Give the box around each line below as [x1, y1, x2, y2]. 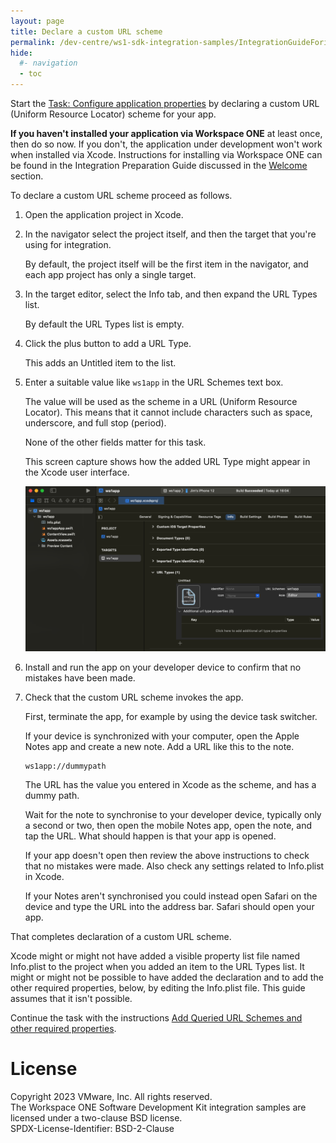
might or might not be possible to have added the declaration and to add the [10, 971, 324, 984]
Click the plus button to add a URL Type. [24, 338, 192, 349]
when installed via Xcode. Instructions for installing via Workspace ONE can [10, 149, 323, 160]
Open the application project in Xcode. [24, 209, 184, 220]
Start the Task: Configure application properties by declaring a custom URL [10, 98, 320, 109]
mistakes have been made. [24, 672, 136, 684]
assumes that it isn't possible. [10, 993, 133, 1005]
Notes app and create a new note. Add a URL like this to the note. [24, 741, 295, 753]
